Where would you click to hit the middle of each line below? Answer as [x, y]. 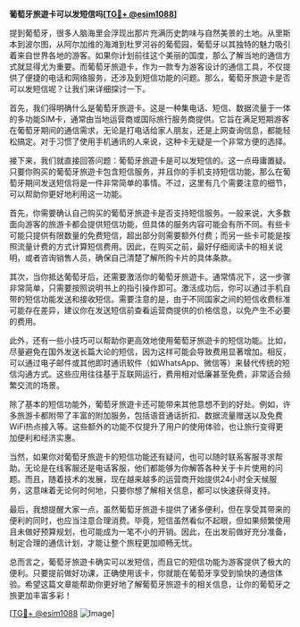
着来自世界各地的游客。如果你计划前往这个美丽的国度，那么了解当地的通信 [146, 55]
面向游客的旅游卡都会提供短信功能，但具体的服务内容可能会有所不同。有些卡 [150, 224]
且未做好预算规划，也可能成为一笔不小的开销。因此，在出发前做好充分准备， [150, 532]
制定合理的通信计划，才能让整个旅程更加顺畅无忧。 [103, 543]
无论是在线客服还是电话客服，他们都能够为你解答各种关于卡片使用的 [150, 468]
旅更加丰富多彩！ [41, 595]
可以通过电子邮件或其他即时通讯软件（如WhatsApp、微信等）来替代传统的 [146, 363]
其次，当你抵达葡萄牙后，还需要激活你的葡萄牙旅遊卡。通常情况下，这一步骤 [150, 277]
